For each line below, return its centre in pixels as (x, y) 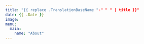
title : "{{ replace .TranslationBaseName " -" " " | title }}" (72, 10)
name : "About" (29, 33)
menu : (11, 24)
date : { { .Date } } (25, 15)
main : (16, 29)
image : (12, 19)
